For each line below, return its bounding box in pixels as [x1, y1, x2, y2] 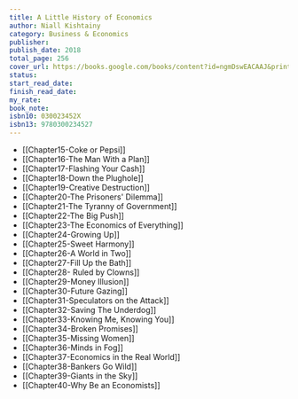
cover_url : [9, 63, 50, 72]
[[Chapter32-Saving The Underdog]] [21, 305, 157, 315]
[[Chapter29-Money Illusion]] [21, 277, 129, 286]
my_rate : [9, 95, 42, 105]
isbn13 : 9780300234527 [9, 121, 93, 129]
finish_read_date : [9, 87, 77, 96]
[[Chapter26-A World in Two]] [21, 248, 131, 258]
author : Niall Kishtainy [9, 21, 101, 30]
